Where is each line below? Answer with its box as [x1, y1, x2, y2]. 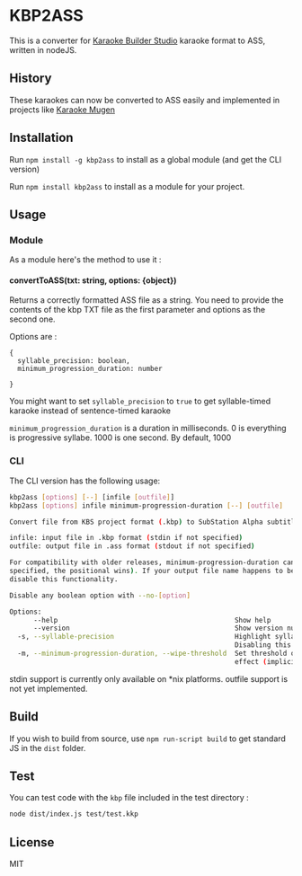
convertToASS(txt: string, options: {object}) [9, 275, 177, 286]
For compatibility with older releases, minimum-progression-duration [9, 558, 280, 567]
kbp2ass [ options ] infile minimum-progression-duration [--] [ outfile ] [9, 500, 283, 510]
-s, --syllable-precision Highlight [17, 633, 271, 642]
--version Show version [32, 624, 283, 633]
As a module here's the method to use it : [9, 254, 162, 265]
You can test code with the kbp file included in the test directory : [9, 792, 249, 803]
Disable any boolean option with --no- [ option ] [9, 590, 191, 600]
